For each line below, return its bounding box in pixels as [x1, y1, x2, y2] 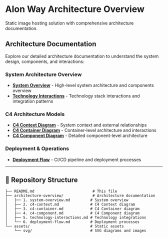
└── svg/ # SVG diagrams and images [14, 228, 146, 233]
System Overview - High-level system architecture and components [12, 82, 154, 88]
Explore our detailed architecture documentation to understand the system [5, 53, 159, 59]
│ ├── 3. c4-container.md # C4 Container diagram [5, 206, 140, 211]
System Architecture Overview [5, 71, 82, 78]
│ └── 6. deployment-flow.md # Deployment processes [5, 219, 140, 224]
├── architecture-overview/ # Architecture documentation [5, 193, 155, 198]
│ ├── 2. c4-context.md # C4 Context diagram [5, 202, 135, 207]
